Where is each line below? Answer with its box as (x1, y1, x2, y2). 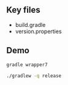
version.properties (15, 28, 62, 35)
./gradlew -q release (6, 73, 62, 79)
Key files (6, 5, 41, 15)
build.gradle (15, 21, 46, 28)
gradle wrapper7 (6, 61, 48, 68)
